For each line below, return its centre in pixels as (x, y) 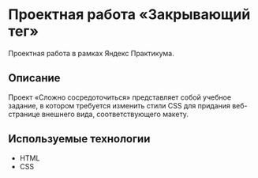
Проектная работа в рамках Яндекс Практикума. (92, 53)
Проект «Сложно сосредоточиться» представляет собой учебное (120, 97)
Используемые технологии (79, 139)
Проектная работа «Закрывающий (129, 15)
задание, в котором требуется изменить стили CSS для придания (119, 105)
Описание (34, 78)
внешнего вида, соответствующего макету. (116, 114)
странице (24, 114)
